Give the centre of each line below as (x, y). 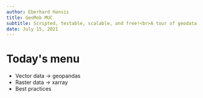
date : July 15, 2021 (33, 29)
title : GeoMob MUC (29, 18)
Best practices (33, 89)
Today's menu (43, 59)
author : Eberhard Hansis (38, 12)
